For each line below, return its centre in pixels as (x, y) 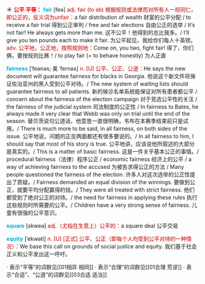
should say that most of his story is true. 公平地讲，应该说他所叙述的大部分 (100, 144)
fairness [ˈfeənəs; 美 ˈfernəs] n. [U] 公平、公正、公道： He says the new (96, 69)
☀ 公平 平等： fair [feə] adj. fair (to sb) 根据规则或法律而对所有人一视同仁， (102, 9)
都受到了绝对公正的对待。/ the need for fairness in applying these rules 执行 (102, 197)
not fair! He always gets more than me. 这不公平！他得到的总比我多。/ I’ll (98, 32)
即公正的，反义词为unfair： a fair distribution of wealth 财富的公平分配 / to (99, 17)
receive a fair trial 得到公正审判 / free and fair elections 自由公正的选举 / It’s (101, 25)
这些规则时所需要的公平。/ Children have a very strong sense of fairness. (99, 205)
